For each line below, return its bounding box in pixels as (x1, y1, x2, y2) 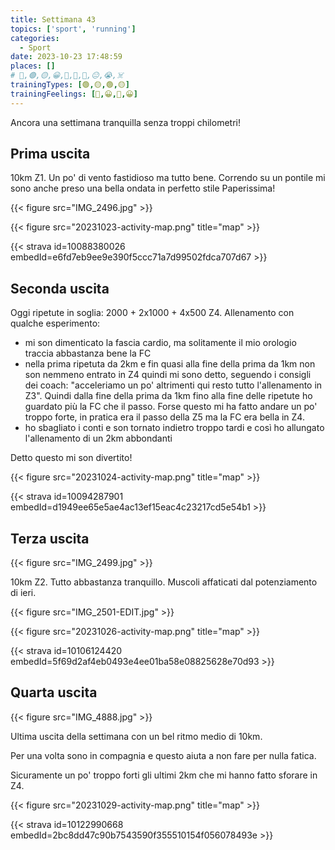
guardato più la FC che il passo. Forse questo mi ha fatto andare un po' (24, 401, 318, 413)
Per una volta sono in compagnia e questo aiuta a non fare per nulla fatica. (10, 749, 317, 761)
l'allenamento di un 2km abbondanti (24, 432, 173, 445)
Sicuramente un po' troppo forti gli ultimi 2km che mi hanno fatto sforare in (10, 769, 318, 781)
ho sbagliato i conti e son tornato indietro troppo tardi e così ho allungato (24, 422, 325, 434)
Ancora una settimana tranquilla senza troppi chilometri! (10, 116, 241, 128)
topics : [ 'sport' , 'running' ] (10, 24, 137, 34)
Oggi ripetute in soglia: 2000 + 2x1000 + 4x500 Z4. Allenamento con (10, 307, 295, 319)
